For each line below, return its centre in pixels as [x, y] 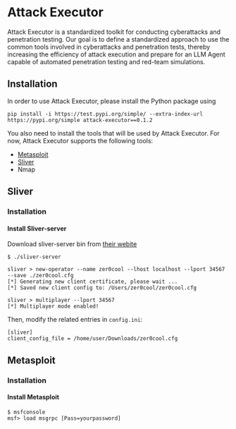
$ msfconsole [26, 412]
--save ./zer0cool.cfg [41, 276]
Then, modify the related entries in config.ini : [75, 320]
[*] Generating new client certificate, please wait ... [93, 282]
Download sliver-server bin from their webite [72, 244]
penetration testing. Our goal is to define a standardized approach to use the [118, 39]
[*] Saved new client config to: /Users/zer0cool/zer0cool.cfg [102, 288]
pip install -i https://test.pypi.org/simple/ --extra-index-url [105, 114]
